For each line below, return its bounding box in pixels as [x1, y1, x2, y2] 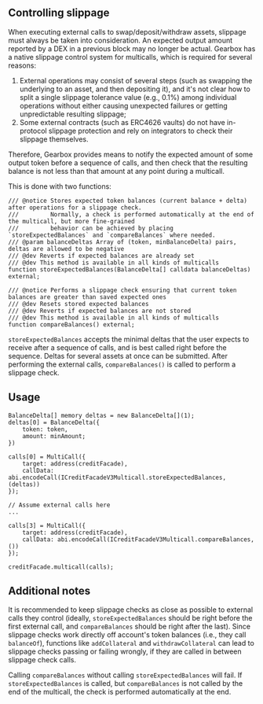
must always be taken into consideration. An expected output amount [8, 35, 233, 45]
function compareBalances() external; [8, 320, 135, 329]
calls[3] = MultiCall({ [8, 522, 86, 529]
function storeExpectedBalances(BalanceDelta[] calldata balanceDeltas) [8, 265, 251, 274]
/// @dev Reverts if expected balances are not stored [8, 307, 192, 315]
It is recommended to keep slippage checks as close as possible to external [8, 605, 254, 614]
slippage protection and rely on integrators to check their [48, 126, 233, 135]
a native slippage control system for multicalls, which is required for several [8, 52, 253, 61]
